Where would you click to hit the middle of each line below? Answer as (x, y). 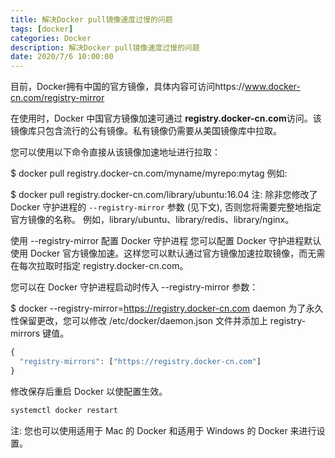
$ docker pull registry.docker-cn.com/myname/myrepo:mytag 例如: (149, 173)
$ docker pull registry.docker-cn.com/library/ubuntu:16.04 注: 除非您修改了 (164, 195)
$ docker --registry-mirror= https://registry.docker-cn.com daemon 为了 (158, 308)
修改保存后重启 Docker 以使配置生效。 (89, 391)
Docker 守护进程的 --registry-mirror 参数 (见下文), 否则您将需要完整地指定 (166, 207)
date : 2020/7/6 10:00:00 (62, 57)
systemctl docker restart (64, 410)
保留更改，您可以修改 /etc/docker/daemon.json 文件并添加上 (143, 321)
